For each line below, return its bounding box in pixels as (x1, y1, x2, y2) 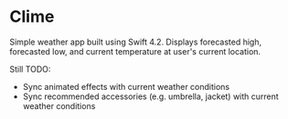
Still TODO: (9, 64, 51, 74)
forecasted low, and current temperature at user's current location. (9, 45, 261, 56)
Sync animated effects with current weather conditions (22, 81, 230, 92)
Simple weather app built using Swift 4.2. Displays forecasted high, (9, 36, 262, 47)
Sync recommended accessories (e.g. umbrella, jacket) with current (22, 91, 279, 102)
